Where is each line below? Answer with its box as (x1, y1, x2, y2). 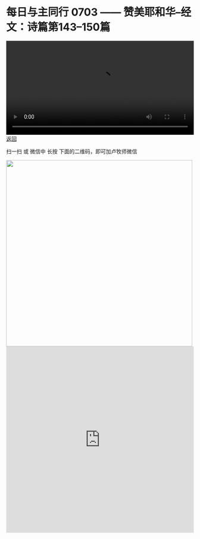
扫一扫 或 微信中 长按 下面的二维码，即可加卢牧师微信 (6, 147, 137, 155)
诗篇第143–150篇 (27, 20, 111, 34)
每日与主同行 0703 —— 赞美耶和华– (6, 5, 182, 19)
